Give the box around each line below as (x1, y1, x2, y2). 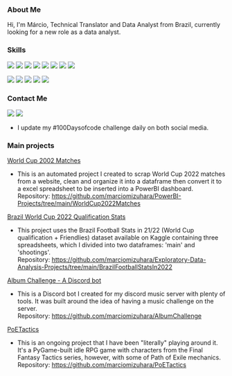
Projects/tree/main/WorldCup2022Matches (17, 199, 141, 208)
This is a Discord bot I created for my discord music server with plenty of (17, 289, 226, 298)
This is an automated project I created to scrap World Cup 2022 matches (17, 170, 226, 178)
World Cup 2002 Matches (7, 156, 81, 165)
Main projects (7, 141, 55, 150)
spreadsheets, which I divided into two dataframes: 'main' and (17, 241, 195, 249)
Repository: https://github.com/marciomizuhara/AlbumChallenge (17, 312, 202, 320)
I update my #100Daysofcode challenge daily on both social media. (17, 123, 209, 132)
